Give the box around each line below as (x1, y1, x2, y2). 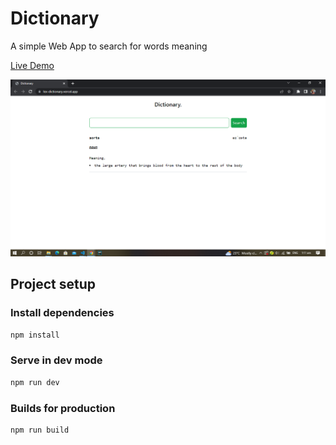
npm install (10, 330, 60, 340)
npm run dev (10, 377, 60, 387)
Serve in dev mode (10, 353, 103, 367)
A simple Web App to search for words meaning (10, 40, 208, 52)
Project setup (10, 276, 97, 293)
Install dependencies (10, 306, 115, 320)
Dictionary (10, 7, 100, 30)
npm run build (10, 425, 70, 435)
